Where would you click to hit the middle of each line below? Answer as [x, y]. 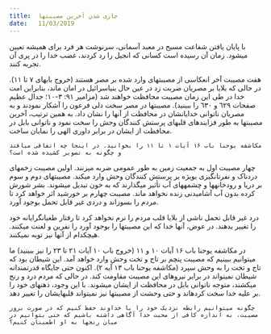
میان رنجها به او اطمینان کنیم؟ [63, 322]
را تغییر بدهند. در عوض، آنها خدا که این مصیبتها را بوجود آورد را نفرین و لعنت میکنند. [133, 226]
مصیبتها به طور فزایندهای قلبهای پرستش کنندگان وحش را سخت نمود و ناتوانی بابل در [136, 122]
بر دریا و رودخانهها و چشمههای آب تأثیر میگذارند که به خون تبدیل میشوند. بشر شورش [136, 184]
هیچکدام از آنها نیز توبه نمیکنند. [54, 234]
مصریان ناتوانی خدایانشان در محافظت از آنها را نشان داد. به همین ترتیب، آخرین [127, 113]
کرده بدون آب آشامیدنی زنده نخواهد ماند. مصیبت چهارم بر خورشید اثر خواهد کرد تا [132, 193]
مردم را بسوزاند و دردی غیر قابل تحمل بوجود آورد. [84, 202]
